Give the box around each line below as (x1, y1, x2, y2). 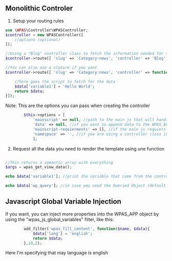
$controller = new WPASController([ (5, 32, 83, 37)
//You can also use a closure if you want (5, 65, 97, 71)
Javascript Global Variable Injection (5, 197, 122, 206)
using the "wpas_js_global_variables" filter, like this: (5, 216, 114, 222)
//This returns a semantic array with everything (5, 160, 114, 165)
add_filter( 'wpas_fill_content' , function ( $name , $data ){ (24, 226, 150, 231)
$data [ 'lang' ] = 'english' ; (32, 231, 93, 236)
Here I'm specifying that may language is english (5, 250, 109, 256)
